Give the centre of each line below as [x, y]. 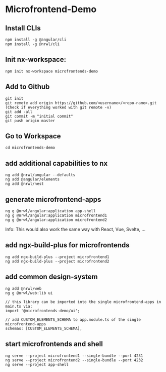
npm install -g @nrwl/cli [32, 44]
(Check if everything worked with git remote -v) [59, 107]
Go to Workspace [33, 136]
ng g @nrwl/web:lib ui [29, 293]
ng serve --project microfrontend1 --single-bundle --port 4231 [74, 356]
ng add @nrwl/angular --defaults [40, 175]
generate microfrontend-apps [53, 199]
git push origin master [30, 121]
